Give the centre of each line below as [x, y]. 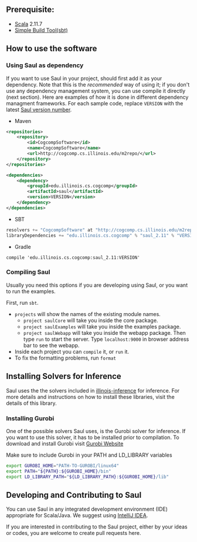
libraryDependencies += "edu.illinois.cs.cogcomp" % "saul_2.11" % [90, 235]
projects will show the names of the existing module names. [88, 314]
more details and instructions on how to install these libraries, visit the [90, 397]
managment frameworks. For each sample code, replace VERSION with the [95, 103]
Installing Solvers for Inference [64, 376]
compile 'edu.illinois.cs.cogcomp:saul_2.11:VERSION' [73, 257]
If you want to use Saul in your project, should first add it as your [84, 78]
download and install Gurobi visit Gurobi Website [65, 443]
